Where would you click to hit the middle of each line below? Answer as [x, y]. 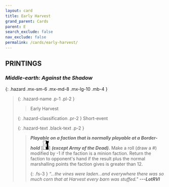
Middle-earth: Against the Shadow [49, 78]
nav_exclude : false [26, 37]
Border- [149, 138]
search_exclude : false [29, 32]
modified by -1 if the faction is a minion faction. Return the [91, 153]
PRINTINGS [24, 64]
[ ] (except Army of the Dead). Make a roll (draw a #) [99, 148]
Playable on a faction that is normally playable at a [85, 138]
